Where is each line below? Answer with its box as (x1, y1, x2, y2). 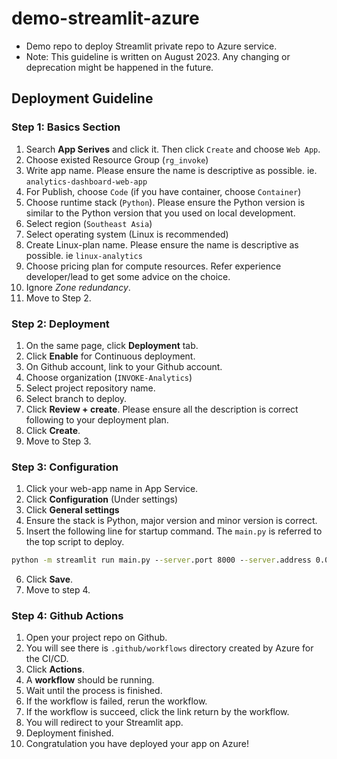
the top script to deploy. (25, 536, 125, 548)
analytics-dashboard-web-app (25, 177, 148, 187)
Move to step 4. (25, 584, 91, 596)
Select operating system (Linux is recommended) (25, 228, 229, 240)
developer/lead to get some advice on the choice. (25, 270, 231, 282)
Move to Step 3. (25, 435, 92, 447)
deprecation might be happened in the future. (25, 61, 214, 73)
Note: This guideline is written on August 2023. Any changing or (25, 50, 291, 62)
